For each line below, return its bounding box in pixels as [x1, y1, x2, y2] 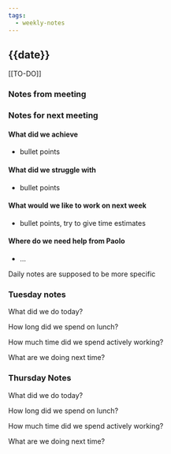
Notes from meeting [8, 88, 87, 99]
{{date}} [8, 48, 50, 62]
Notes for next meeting [8, 110, 99, 121]
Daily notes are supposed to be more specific [8, 269, 156, 279]
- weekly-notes [15, 19, 65, 27]
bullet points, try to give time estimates [19, 218, 146, 227]
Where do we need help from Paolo [8, 236, 125, 246]
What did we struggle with [8, 165, 97, 174]
